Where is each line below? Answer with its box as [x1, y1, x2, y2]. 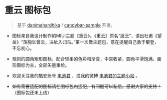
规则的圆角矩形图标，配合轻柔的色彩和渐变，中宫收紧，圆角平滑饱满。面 [12, 55, 161, 61]
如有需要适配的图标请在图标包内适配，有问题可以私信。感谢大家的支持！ [12, 83, 161, 89]
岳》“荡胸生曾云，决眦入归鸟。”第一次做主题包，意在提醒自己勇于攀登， [12, 38, 159, 45]
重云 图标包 [5, 4, 51, 16]
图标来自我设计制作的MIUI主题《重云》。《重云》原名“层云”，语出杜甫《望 [12, 32, 162, 38]
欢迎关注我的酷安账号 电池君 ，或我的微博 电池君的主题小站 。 [12, 72, 140, 78]
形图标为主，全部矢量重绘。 [12, 62, 70, 68]
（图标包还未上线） [12, 89, 52, 95]
